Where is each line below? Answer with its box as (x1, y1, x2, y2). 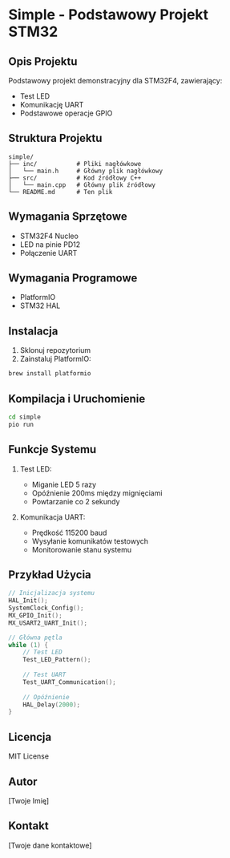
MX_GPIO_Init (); (8, 611, 63, 619)
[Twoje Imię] (8, 795, 50, 805)
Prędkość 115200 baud (31, 528, 107, 537)
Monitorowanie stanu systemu (31, 544, 132, 554)
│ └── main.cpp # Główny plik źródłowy (8, 180, 156, 189)
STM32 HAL (19, 301, 61, 310)
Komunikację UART (19, 100, 84, 109)
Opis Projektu (8, 55, 78, 68)
